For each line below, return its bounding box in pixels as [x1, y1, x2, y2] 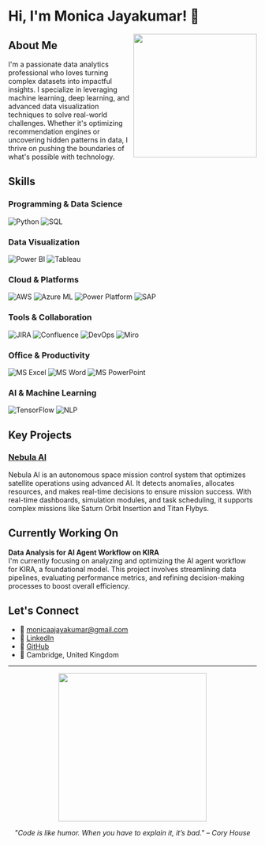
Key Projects [8, 428, 73, 441]
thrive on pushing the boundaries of [8, 144, 125, 153]
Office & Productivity [8, 350, 91, 361]
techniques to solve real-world [8, 110, 108, 119]
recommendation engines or [8, 127, 100, 136]
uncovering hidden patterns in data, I [8, 135, 129, 145]
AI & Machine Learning [8, 387, 97, 398]
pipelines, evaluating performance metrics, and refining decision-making [8, 573, 244, 582]
